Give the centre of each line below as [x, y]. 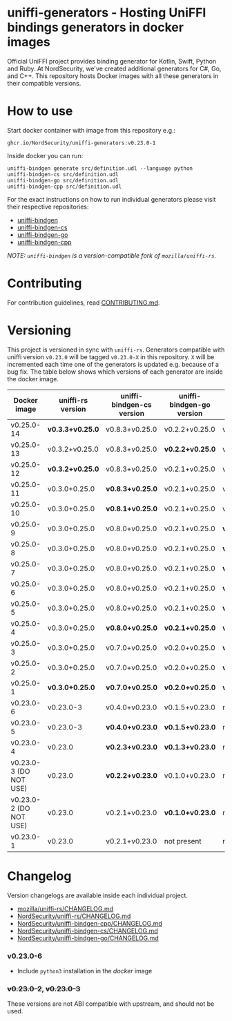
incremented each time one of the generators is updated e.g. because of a [113, 364]
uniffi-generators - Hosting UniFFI [107, 13]
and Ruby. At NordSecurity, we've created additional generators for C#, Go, [114, 68]
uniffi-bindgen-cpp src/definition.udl [65, 187]
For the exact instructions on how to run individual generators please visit [112, 199]
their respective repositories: [48, 207]
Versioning [39, 330]
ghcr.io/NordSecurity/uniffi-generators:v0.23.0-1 [81, 143]
